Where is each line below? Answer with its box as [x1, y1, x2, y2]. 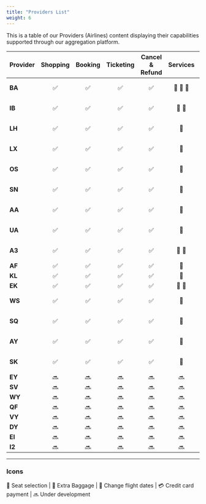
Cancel [140, 53, 162, 61]
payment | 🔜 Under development [6, 490, 91, 498]
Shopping [40, 60, 70, 69]
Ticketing [106, 60, 135, 69]
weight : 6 [6, 15, 32, 21]
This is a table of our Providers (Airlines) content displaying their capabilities [6, 31, 199, 39]
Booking [75, 60, 101, 69]
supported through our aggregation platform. [6, 38, 120, 45]
